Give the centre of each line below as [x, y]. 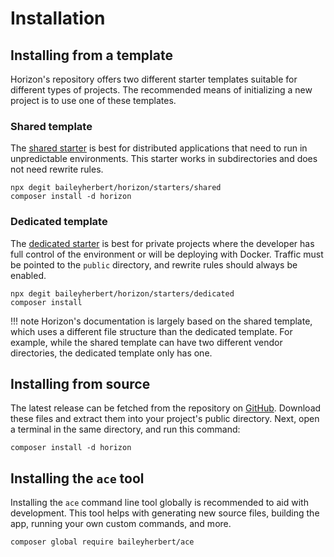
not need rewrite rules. [57, 169]
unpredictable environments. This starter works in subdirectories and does [164, 159]
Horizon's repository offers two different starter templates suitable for [154, 79]
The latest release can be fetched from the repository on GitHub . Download [166, 408]
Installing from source [80, 383]
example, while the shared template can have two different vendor [146, 342]
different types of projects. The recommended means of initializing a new [161, 90]
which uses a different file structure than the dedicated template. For [151, 331]
